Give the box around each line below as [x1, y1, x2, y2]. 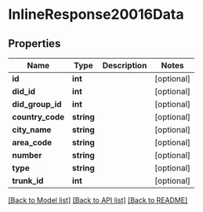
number [12, 150, 42, 160]
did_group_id [12, 99, 62, 109]
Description [102, 60, 147, 71]
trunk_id [12, 175, 44, 186]
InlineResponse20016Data [8, 5, 184, 24]
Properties [8, 37, 61, 50]
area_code [12, 137, 53, 148]
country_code [12, 111, 65, 122]
